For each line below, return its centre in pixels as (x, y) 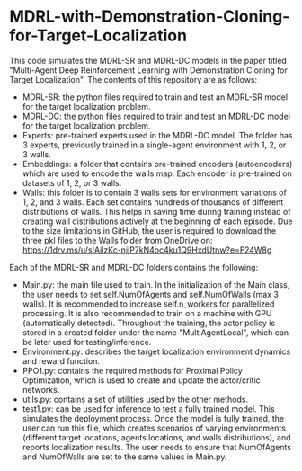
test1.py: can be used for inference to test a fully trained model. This (149, 409)
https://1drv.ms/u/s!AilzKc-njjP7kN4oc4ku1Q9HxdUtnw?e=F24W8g (147, 250)
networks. (41, 389)
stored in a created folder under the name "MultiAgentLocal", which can (155, 332)
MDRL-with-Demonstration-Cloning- (150, 17)
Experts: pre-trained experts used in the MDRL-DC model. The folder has (157, 135)
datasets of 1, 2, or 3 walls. (72, 182)
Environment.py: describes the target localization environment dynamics (156, 351)
